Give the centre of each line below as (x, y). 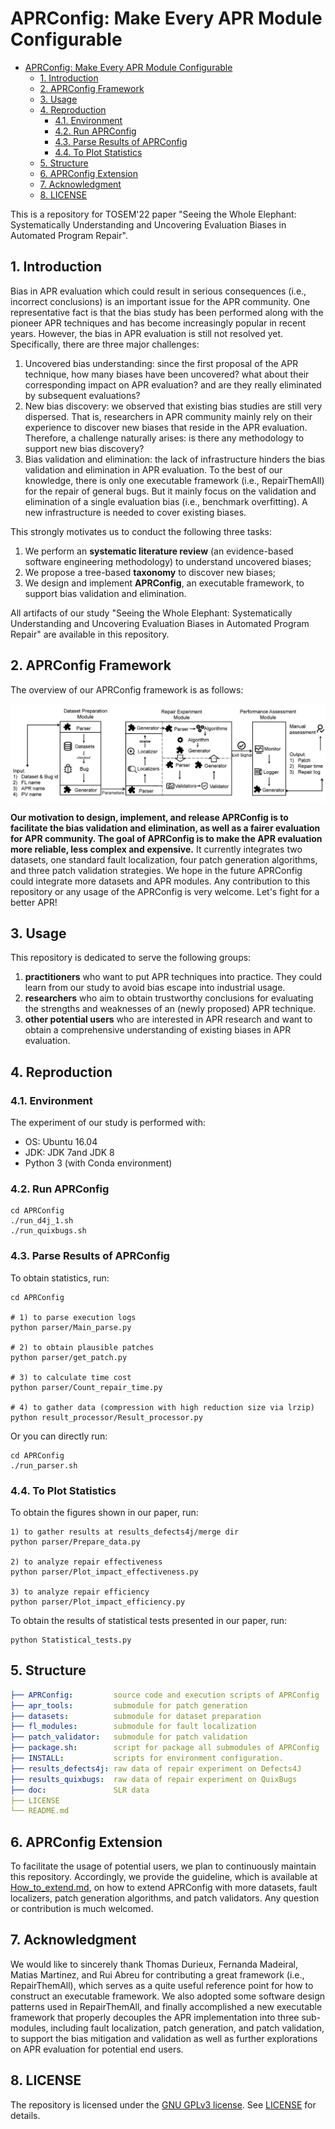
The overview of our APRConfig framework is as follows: (127, 689)
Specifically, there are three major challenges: (105, 344)
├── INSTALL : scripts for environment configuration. (147, 1758)
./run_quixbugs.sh (48, 1231)
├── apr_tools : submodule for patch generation (129, 1705)
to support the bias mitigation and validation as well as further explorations (164, 2038)
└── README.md (40, 1811)
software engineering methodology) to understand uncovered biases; (168, 561)
